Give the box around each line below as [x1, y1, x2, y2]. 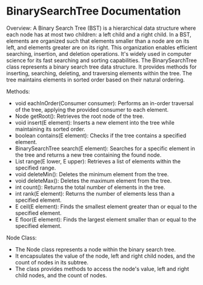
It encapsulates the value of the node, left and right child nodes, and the [15, 252, 195, 259]
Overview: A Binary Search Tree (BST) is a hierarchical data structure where [6, 24, 196, 32]
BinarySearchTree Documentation [6, 4, 181, 18]
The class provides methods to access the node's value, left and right [15, 265, 190, 272]
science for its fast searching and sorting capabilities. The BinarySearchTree [6, 57, 197, 64]
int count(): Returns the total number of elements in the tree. [15, 184, 165, 191]
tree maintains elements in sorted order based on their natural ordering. [6, 76, 185, 83]
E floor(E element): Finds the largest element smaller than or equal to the [15, 216, 197, 223]
